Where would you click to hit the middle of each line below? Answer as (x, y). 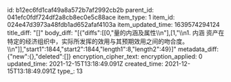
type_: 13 (70, 71)
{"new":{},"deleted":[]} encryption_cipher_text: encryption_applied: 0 (105, 57)
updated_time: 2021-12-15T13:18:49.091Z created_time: (85, 64)
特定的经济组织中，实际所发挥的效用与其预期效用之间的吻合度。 (98, 41)
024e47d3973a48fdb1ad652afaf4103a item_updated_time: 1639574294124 (114, 24)
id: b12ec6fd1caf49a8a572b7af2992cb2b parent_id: (80, 10)
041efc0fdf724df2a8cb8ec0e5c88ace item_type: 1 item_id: (91, 17)
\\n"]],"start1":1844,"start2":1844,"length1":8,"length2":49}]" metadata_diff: (113, 49)
